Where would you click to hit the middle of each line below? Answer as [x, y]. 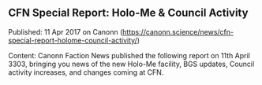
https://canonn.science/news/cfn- [178, 31]
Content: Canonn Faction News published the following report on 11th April [129, 55]
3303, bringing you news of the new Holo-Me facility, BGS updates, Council [131, 64]
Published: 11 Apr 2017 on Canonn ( [65, 31]
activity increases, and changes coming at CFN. [86, 72]
